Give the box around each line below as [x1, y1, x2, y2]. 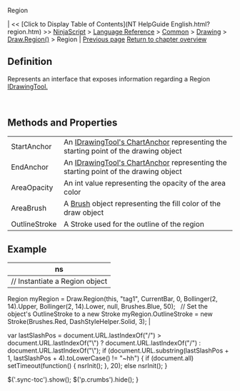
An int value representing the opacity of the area [64, 178, 226, 188]
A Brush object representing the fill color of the [64, 198, 221, 208]
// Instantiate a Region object [11, 276, 108, 286]
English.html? [170, 20, 211, 28]
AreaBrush [11, 203, 47, 213]
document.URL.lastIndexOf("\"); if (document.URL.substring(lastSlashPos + [7, 346, 229, 355]
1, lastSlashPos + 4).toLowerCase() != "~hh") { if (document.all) [7, 354, 194, 362]
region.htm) [7, 28, 42, 36]
